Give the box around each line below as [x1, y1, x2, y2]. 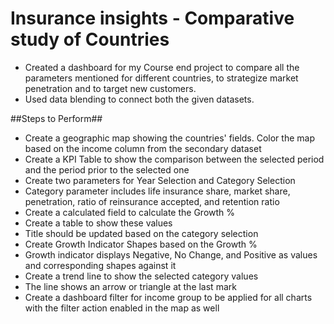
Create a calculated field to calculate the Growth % [24, 206, 236, 218]
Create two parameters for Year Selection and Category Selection [24, 174, 296, 186]
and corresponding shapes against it [24, 259, 177, 271]
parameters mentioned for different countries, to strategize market [24, 72, 299, 84]
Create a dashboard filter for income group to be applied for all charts [24, 291, 313, 303]
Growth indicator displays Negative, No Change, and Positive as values [24, 248, 318, 261]
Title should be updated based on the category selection [24, 227, 259, 239]
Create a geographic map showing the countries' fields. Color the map [24, 132, 315, 144]
